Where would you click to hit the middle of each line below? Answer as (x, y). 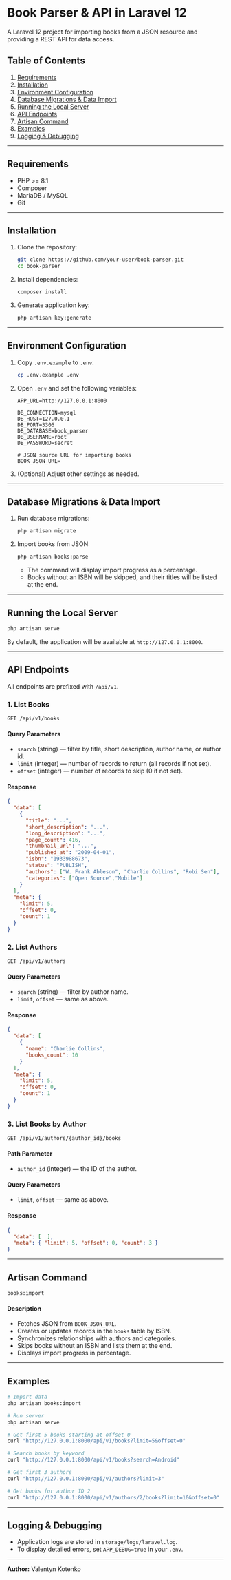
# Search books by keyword (46, 1454)
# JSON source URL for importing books (74, 455)
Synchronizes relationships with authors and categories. (97, 1338)
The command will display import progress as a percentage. (112, 570)
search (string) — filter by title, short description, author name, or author (119, 749)
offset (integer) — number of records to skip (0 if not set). (100, 771)
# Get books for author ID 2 (49, 1491)
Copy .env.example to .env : (55, 362)
